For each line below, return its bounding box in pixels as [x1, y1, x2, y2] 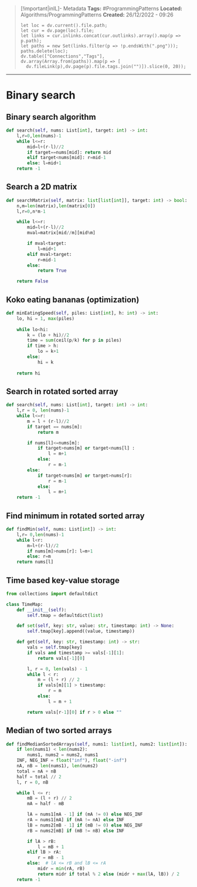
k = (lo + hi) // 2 [27, 332, 69, 338]
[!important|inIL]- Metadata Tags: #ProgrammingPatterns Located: [20, 5, 183, 12]
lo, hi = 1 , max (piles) [16, 315, 75, 322]
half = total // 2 [16, 774, 62, 780]
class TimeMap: [6, 601, 43, 607]
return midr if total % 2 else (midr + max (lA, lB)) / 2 [37, 871, 180, 877]
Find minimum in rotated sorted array [6, 511, 145, 521]
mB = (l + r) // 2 [27, 795, 72, 801]
